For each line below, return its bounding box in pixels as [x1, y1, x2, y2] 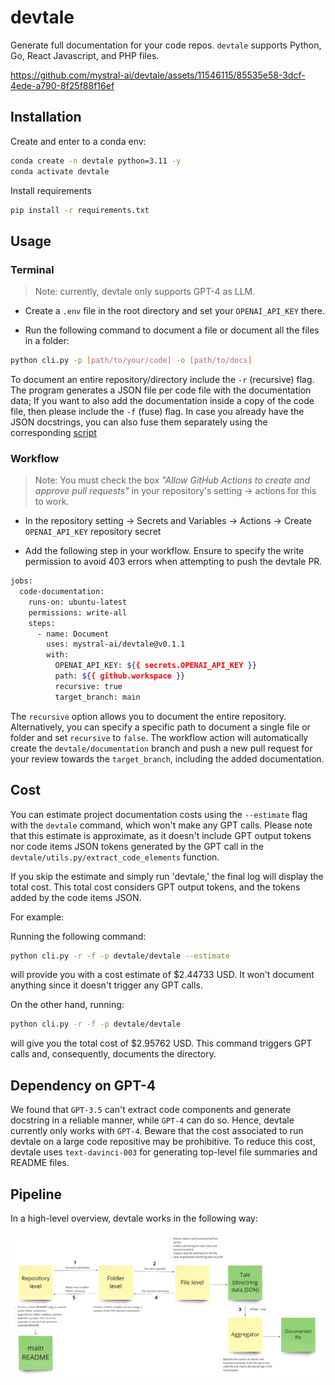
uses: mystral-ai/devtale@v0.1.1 [46, 639, 186, 650]
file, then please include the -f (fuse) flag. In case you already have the [10, 405, 305, 417]
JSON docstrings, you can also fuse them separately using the [10, 416, 268, 428]
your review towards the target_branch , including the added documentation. [10, 752, 325, 765]
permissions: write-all [28, 607, 128, 618]
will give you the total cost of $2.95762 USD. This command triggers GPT [10, 1037, 313, 1050]
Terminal [10, 262, 55, 276]
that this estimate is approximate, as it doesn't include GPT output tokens [10, 829, 312, 841]
